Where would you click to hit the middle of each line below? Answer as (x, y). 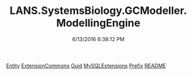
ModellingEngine (98, 23)
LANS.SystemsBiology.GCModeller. (98, 11)
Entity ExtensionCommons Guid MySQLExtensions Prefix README (86, 66)
